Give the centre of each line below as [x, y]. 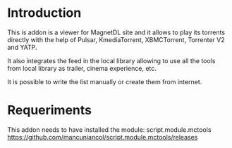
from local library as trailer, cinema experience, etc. [82, 68]
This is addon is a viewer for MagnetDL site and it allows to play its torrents [116, 32]
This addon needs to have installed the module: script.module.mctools [109, 129]
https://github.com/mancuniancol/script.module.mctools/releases [103, 137]
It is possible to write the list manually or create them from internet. [105, 81]
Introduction [44, 13]
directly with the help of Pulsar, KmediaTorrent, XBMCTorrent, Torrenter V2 [116, 39]
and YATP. [22, 47]
